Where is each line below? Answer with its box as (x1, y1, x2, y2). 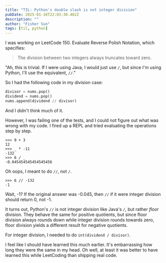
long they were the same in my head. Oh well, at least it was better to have (5, 246, 158, 253)
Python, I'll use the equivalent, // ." (5, 70, 76, 76)
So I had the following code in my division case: (5, 80, 103, 86)
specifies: (5, 45, 25, 51)
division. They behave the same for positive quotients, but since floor (5, 211, 147, 217)
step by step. (5, 128, 32, 134)
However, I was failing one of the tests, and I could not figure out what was (5, 117, 159, 123)
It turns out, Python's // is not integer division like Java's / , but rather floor (5, 206, 159, 212)
